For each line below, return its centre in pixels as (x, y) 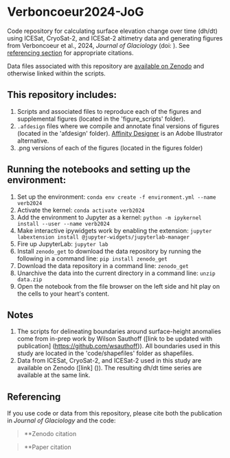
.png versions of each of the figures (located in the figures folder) (110, 147)
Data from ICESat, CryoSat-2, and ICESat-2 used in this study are (109, 361)
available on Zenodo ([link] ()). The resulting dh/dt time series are (110, 368)
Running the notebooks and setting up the (99, 170)
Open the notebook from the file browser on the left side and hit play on (118, 286)
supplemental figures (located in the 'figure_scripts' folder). (101, 119)
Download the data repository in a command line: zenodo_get (103, 265)
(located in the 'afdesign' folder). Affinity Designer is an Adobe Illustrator (120, 133)
